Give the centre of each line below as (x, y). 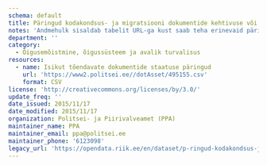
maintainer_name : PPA (44, 126)
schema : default (35, 15)
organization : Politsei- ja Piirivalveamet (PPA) (92, 119)
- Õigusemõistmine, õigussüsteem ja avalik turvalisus (108, 52)
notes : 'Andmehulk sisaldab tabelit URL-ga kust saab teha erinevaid (126, 30)
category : (25, 45)
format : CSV (42, 82)
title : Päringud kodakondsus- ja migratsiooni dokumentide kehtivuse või (133, 23)
